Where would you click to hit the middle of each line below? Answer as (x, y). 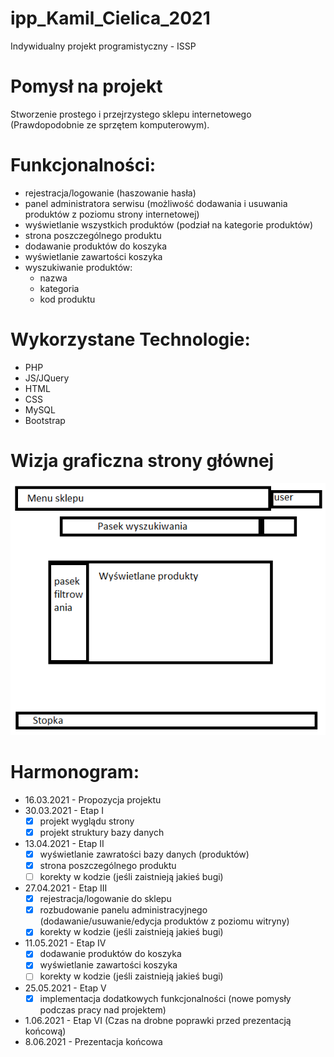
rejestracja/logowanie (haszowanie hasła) (110, 193)
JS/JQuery (47, 378)
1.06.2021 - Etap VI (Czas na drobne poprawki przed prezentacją (158, 1020)
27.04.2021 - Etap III (66, 888)
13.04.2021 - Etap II (64, 843)
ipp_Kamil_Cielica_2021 (110, 18)
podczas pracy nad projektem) (103, 1009)
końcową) (45, 1031)
